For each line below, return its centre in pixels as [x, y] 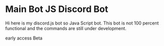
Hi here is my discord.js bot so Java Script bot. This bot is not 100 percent [82, 23]
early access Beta [24, 38]
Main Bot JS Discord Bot [57, 9]
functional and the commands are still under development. [66, 28]
